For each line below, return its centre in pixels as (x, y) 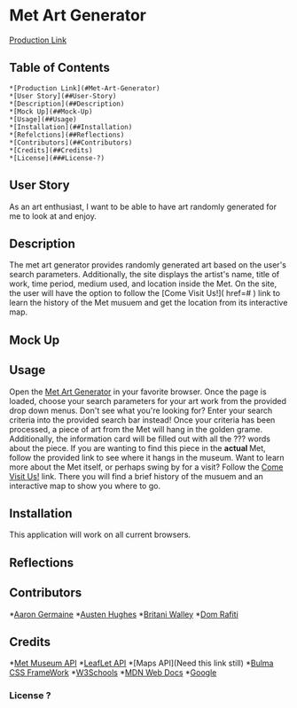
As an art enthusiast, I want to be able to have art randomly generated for (143, 206)
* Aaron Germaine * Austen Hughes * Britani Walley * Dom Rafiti (124, 614)
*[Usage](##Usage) (43, 119)
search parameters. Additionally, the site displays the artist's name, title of (145, 275)
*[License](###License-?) (57, 158)
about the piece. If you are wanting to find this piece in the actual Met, (137, 447)
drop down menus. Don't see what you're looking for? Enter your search (141, 410)
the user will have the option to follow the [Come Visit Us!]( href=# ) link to (145, 293)
